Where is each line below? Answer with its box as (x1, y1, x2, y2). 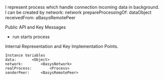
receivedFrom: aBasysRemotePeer (5, 15, 76, 20)
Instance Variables (5, 53, 46, 58)
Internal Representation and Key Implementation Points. (5, 43, 119, 49)
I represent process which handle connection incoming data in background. (5, 4, 160, 10)
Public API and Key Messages (5, 24, 66, 30)
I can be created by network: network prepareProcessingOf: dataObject (5, 9, 152, 15)
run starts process (12, 34, 50, 40)
